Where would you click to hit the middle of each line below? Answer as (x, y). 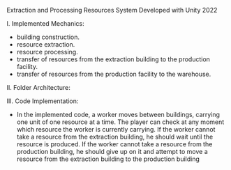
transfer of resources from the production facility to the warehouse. (114, 74)
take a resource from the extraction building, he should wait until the (115, 137)
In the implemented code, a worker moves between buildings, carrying (118, 115)
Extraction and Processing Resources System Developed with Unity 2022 (112, 10)
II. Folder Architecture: (38, 87)
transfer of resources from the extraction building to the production (113, 59)
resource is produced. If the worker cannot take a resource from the (114, 144)
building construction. (48, 37)
